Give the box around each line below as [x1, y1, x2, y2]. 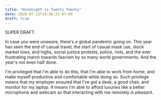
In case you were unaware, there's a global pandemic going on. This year [5, 39, 152, 45]
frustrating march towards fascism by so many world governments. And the [5, 54, 157, 60]
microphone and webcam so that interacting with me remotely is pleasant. [5, 89, 154, 95]
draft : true [5, 16, 29, 21]
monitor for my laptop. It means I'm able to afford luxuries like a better [5, 84, 145, 90]
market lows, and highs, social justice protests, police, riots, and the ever [5, 49, 151, 55]
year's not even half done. [5, 59, 57, 66]
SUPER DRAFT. [5, 30, 36, 35]
